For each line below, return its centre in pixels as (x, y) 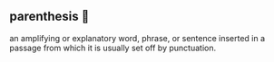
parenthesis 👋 (49, 17)
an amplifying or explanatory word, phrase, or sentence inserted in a (137, 38)
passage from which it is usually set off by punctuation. (113, 48)
